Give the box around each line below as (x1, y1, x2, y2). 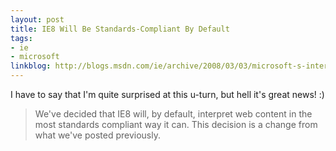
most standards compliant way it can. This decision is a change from (34, 119, 318, 130)
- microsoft (10, 52, 60, 62)
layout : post (10, 14, 65, 25)
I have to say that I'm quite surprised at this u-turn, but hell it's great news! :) (10, 89, 325, 100)
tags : (10, 33, 33, 43)
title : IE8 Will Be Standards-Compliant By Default (10, 24, 230, 34)
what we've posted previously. (34, 129, 162, 141)
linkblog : (10, 61, 52, 71)
